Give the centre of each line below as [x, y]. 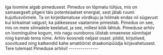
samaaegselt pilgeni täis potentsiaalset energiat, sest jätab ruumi [70, 12]
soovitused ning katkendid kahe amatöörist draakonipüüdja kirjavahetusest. [81, 43]
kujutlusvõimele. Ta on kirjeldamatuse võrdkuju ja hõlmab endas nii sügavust [81, 17]
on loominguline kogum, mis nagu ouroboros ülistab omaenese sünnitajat [78, 33]
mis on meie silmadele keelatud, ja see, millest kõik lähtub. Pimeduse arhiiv [80, 28]
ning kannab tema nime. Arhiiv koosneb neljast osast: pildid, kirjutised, [75, 38]
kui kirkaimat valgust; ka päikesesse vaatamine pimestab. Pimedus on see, [80, 22]
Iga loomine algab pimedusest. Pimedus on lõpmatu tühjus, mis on [71, 7]
